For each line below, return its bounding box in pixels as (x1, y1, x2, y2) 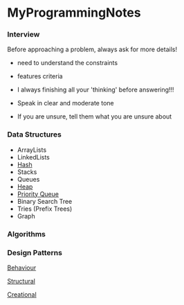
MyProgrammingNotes (7, 5, 141, 21)
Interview (7, 30, 40, 40)
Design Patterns (7, 247, 62, 257)
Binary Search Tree (17, 197, 73, 205)
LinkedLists (17, 152, 50, 161)
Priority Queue (17, 189, 59, 198)
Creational (7, 290, 37, 299)
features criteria (17, 72, 64, 80)
